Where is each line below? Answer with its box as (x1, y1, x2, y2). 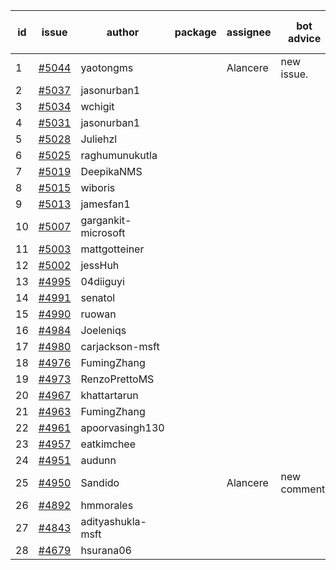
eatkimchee (80, 437, 137, 451)
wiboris (80, 181, 116, 194)
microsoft (80, 226, 126, 239)
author (106, 25, 140, 39)
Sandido (80, 476, 120, 489)
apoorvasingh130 (80, 421, 165, 434)
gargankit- (80, 214, 132, 227)
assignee (226, 25, 272, 39)
